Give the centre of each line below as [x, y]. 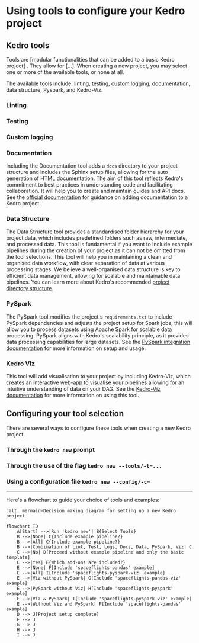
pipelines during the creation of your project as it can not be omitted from [96, 250]
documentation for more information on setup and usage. [76, 348]
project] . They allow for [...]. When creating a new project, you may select [97, 66]
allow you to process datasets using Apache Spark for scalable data [89, 329]
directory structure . [30, 288]
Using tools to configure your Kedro [96, 11]
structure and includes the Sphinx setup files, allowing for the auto [87, 172]
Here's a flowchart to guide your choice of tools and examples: [83, 500]
